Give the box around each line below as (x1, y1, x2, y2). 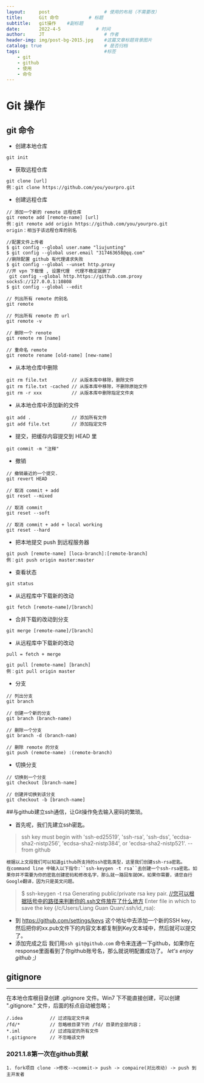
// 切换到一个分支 (6, 774, 47, 781)
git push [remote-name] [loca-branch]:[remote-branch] (6, 551, 148, 557)
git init (6, 154, 29, 161)
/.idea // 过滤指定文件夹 (6, 1016, 90, 1022)
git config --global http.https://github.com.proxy (8, 273, 143, 280)
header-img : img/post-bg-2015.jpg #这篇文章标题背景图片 (6, 37, 152, 43)
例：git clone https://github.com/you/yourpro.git (6, 185, 135, 191)
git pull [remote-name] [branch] (6, 662, 91, 669)
